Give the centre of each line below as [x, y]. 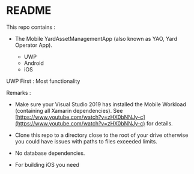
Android [34, 63]
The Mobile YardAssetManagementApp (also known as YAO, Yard [96, 38]
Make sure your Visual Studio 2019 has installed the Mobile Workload [100, 104]
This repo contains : [31, 27]
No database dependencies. [50, 153]
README [29, 10]
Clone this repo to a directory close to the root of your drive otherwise [102, 135]
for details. [159, 123]
